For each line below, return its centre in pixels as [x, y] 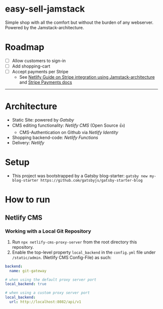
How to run [28, 200]
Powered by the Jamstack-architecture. [44, 27]
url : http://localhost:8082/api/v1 [45, 302]
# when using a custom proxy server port [48, 293]
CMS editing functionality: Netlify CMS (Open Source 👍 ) [68, 125]
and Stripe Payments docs [46, 82]
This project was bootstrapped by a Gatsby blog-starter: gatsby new [80, 175]
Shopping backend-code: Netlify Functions [55, 137]
